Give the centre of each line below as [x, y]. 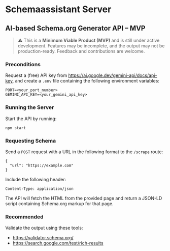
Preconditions [23, 64]
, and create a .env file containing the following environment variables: [86, 81]
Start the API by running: [31, 119]
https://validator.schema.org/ [43, 238]
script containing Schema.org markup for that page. [59, 203]
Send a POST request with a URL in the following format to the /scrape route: [84, 152]
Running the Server [30, 107]
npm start [16, 128]
